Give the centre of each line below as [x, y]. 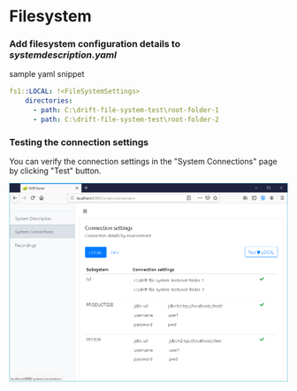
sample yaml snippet [47, 74]
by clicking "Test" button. [55, 171]
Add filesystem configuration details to [95, 44]
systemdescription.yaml [63, 55]
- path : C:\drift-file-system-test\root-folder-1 [126, 111]
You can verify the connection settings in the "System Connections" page [143, 162]
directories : [49, 101]
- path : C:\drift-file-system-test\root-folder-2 [126, 120]
